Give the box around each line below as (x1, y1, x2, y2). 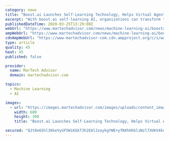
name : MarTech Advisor (10, 68, 57, 73)
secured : (5, 128, 24, 133)
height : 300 (14, 114, 39, 119)
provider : (5, 63, 26, 68)
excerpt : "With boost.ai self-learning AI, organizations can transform (5, 17, 161, 22)
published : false (5, 54, 42, 59)
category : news (5, 7, 37, 13)
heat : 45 (5, 49, 24, 54)
